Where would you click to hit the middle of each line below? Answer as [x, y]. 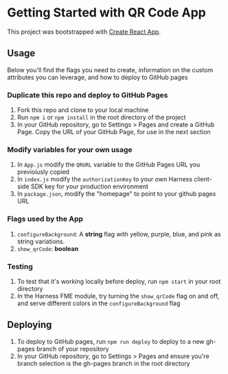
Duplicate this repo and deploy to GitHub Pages [88, 95]
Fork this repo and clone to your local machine [83, 110]
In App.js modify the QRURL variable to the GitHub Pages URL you [109, 165]
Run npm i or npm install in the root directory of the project [102, 118]
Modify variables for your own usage [70, 149]
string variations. [41, 241]
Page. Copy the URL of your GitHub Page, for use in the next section [114, 132]
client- [203, 179]
